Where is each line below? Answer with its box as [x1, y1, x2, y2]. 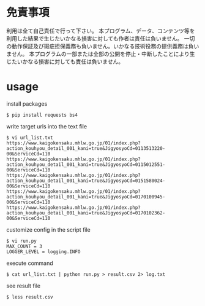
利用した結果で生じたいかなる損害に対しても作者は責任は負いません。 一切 [6, 34, 195, 42]
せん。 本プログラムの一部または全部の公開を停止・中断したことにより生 [11, 50, 195, 57]
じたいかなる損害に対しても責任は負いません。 [6, 58, 124, 65]
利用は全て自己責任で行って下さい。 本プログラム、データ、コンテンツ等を [6, 27, 195, 34]
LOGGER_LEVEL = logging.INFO [6, 248, 81, 255]
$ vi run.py [6, 238, 37, 244]
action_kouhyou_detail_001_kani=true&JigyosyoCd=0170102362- [6, 210, 166, 216]
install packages [6, 100, 48, 108]
